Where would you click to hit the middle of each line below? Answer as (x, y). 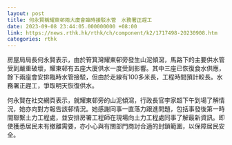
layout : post (26, 13)
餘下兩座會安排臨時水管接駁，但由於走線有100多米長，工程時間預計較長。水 (115, 77)
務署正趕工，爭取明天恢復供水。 (52, 86)
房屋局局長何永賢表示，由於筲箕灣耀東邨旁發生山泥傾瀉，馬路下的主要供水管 (116, 60)
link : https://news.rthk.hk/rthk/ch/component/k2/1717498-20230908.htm (112, 33)
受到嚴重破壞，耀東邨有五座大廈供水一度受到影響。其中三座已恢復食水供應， (116, 68)
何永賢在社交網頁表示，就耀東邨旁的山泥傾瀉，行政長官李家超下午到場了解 (113, 100)
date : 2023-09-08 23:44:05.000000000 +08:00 (72, 26)
